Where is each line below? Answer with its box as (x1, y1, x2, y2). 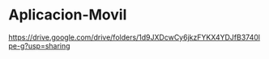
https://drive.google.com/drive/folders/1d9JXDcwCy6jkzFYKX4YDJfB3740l (8, 32, 261, 42)
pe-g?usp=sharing (8, 40, 70, 50)
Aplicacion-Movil (8, 6, 127, 24)
